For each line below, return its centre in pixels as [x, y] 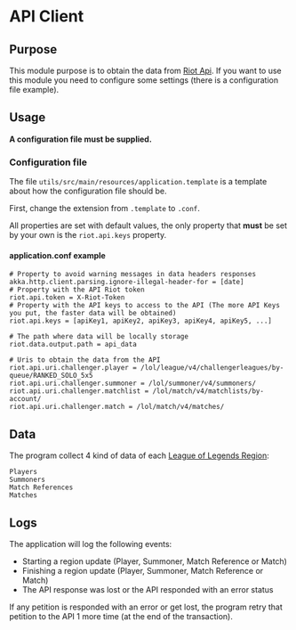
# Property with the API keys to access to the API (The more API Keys [144, 306]
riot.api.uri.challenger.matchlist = [79, 391]
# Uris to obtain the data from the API [85, 360]
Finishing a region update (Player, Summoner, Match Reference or [143, 570]
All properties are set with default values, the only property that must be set [148, 225]
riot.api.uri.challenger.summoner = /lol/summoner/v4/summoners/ [132, 384]
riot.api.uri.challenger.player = [73, 368]
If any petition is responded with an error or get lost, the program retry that [146, 607]
